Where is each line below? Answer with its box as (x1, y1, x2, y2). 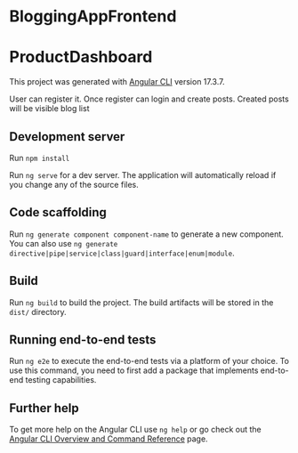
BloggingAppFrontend (9, 6, 177, 27)
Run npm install (9, 152, 70, 163)
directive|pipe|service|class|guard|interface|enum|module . (9, 247, 235, 258)
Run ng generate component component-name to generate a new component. (9, 229, 285, 239)
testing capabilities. (25, 375, 97, 385)
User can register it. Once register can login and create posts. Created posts (9, 93, 289, 104)
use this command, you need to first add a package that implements (9, 365, 259, 376)
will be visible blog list (9, 103, 90, 114)
